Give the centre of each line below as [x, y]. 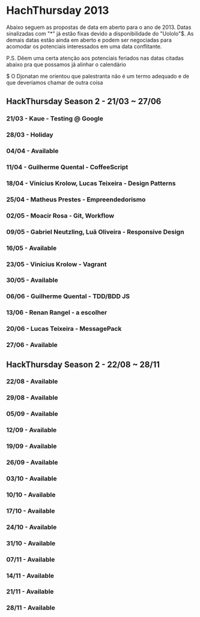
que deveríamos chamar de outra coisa [55, 83]
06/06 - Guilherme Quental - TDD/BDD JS [68, 296]
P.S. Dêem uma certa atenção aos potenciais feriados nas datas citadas [95, 58]
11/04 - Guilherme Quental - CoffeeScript [67, 168]
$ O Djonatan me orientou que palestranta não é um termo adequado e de [98, 76]
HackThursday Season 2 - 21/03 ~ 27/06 [84, 102]
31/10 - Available [31, 543]
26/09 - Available [32, 463]
